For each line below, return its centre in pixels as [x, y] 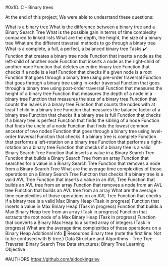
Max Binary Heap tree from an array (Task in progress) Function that [76, 212]
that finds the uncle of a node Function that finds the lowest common [77, 126]
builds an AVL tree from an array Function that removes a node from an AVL [84, 185]
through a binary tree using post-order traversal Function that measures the [84, 88]
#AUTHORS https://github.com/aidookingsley [52, 259]
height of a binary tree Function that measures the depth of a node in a [79, 94]
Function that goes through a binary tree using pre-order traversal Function [83, 77]
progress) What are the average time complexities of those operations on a [83, 228]
